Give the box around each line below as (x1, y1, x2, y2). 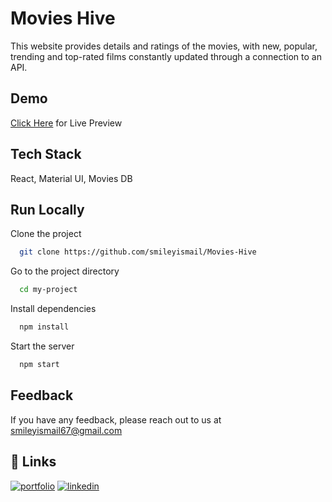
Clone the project (10, 228, 82, 240)
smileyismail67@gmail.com (10, 424, 123, 436)
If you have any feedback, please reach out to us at (10, 413, 222, 426)
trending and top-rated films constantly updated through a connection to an (10, 50, 322, 62)
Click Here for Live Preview (10, 117, 123, 129)
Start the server (10, 340, 75, 352)
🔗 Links (10, 453, 57, 471)
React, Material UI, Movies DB (10, 172, 133, 184)
